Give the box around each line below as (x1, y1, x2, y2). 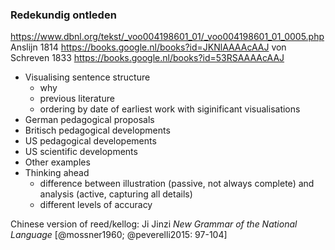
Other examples (24, 156, 91, 168)
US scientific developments (24, 146, 138, 158)
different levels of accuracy (39, 199, 153, 211)
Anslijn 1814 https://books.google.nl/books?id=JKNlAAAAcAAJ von (10, 41, 287, 53)
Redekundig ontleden (10, 8, 117, 22)
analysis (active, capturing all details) (39, 188, 193, 200)
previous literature (39, 93, 115, 105)
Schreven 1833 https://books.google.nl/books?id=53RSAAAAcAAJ (10, 52, 285, 64)
